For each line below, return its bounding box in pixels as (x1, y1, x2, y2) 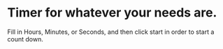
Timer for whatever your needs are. (7, 5, 217, 21)
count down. (7, 35, 43, 43)
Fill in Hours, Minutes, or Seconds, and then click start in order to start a (7, 28, 215, 36)
